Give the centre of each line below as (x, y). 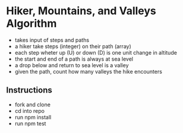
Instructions (29, 90)
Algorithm (31, 23)
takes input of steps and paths (52, 40)
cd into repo (29, 110)
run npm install (33, 117)
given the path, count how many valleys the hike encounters (88, 71)
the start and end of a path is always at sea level (74, 59)
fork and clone (32, 104)
